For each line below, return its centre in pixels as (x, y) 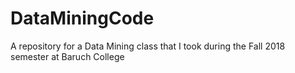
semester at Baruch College (67, 56)
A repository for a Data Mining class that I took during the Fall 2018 (148, 46)
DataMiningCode (82, 18)
